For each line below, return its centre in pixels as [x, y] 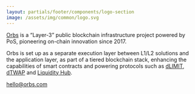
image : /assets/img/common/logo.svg [53, 18]
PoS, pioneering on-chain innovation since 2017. [67, 41]
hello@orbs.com [27, 84]
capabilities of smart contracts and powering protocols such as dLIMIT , [95, 66]
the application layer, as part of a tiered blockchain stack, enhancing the [97, 59]
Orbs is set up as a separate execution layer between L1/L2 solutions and [98, 53]
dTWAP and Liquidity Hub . [39, 72]
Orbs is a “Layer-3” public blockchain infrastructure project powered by [96, 35]
